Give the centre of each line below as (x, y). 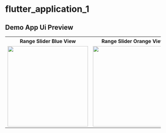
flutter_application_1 (47, 9)
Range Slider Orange (126, 41)
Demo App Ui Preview (39, 27)
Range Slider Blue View (48, 41)
